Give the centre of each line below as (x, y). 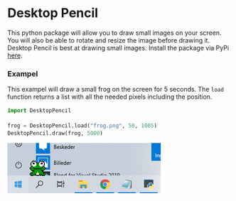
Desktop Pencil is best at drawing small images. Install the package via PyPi (118, 48)
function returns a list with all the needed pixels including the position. (110, 97)
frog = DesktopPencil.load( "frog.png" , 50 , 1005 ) (82, 126)
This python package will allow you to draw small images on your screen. (114, 33)
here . (15, 55)
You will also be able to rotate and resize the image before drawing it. (109, 40)
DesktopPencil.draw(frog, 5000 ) (55, 133)
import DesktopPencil (39, 111)
